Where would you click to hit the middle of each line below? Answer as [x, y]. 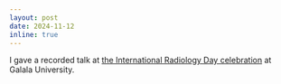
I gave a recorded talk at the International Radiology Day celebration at [140, 61]
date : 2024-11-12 [42, 26]
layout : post [34, 18]
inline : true [34, 34]
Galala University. [42, 70]
